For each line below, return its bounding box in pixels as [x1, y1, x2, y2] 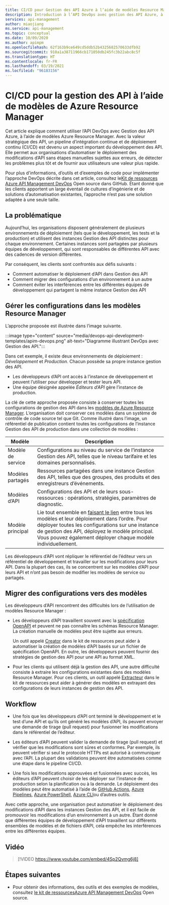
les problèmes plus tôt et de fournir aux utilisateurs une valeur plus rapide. [5, 160, 159, 166]
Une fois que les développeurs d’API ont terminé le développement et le [12, 713, 161, 719]
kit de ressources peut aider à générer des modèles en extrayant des [12, 680, 156, 686]
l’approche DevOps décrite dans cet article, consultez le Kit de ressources [5, 175, 158, 181]
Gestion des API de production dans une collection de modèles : [5, 426, 138, 432]
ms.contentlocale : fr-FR [5, 59, 57, 64]
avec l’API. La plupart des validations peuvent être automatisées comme [12, 755, 162, 761]
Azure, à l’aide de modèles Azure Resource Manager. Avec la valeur [5, 133, 145, 139]
